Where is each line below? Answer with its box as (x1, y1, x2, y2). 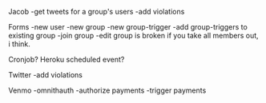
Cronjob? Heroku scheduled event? (8, 55, 125, 64)
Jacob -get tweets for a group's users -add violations (8, 7, 185, 16)
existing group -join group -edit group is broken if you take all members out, (8, 31, 259, 40)
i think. (8, 39, 30, 49)
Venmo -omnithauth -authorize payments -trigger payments (8, 85, 207, 95)
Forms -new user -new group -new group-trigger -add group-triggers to (8, 22, 248, 31)
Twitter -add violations (8, 70, 83, 79)
